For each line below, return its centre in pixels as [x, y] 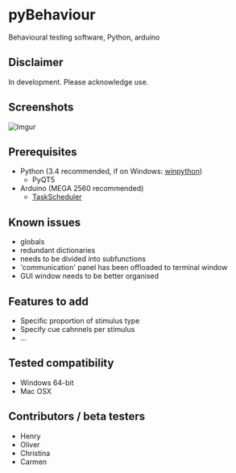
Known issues [45, 222]
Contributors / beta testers [77, 417]
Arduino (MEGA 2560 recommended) [82, 189]
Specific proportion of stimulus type [80, 321]
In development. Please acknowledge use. [79, 81]
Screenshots [41, 108]
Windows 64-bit [47, 382]
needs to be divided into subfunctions [83, 259]
